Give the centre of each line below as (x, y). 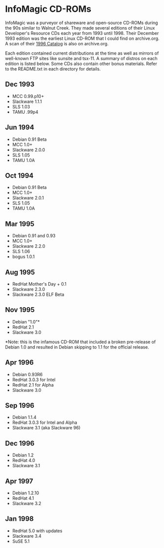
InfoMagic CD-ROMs (48, 9)
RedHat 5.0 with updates (37, 531)
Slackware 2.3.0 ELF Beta (38, 294)
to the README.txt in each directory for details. (53, 69)
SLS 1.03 (21, 106)
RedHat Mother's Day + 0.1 (39, 284)
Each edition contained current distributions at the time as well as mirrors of (82, 53)
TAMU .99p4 (25, 112)
